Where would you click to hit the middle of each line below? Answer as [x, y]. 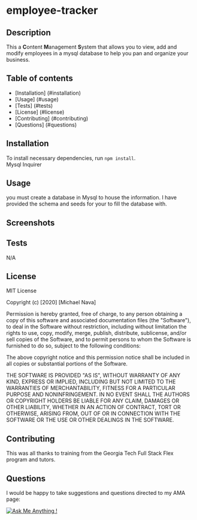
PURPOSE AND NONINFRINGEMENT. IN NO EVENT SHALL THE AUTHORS [98, 394]
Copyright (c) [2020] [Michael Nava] [51, 303]
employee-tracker [52, 10]
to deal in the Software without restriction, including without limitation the [96, 326]
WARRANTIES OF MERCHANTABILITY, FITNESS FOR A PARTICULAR [91, 388]
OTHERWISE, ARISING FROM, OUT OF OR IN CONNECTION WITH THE [93, 413]
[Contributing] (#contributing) [51, 118]
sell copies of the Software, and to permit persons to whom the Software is [99, 340]
